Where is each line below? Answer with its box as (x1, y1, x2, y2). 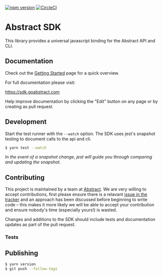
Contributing (5, 173, 45, 181)
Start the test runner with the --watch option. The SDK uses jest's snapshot (5, 131, 156, 137)
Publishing (5, 249, 38, 257)
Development (5, 118, 47, 126)
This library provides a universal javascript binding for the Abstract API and (5, 38, 156, 43)
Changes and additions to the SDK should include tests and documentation (5, 217, 156, 222)
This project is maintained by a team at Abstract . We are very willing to (5, 186, 147, 192)
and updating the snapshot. (5, 159, 61, 165)
